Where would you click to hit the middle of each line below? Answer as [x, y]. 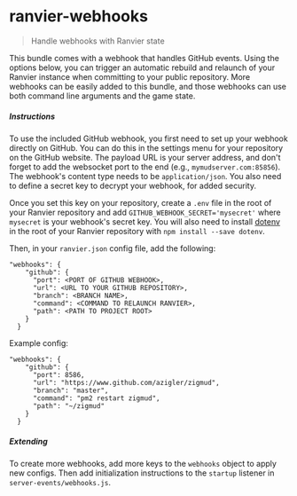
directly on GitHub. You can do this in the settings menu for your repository [146, 147]
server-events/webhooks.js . [60, 482]
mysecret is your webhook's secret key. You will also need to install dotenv [145, 221]
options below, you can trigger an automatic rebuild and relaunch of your [142, 67]
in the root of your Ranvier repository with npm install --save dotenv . [137, 231]
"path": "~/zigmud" [68, 405]
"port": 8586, [59, 374]
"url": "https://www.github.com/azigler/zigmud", [126, 382]
